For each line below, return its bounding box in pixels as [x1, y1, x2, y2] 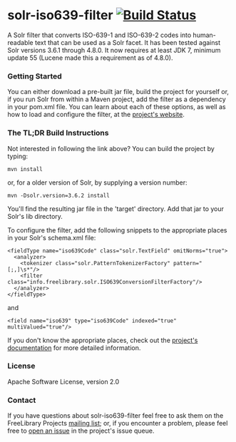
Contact [7, 395, 36, 405]
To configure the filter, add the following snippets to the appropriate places [7, 225, 227, 235]
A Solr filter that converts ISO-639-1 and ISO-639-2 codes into [7, 31, 192, 39]
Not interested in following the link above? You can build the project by [7, 144, 215, 153]
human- [193, 31, 216, 39]
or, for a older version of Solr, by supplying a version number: [7, 178, 188, 187]
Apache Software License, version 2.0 [7, 377, 120, 386]
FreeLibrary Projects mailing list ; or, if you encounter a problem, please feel [7, 419, 228, 428]
